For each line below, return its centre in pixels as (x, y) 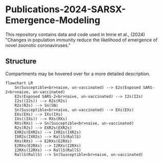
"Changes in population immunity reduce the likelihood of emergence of (81, 40)
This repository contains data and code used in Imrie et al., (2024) (75, 34)
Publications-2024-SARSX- (66, 9)
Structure (21, 62)
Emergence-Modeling (53, 20)
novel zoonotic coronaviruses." (38, 45)
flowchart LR (19, 83)
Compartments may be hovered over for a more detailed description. (78, 74)
